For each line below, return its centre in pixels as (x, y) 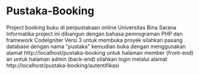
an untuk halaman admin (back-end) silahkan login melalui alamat (87, 59)
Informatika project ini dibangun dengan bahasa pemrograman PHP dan (95, 33)
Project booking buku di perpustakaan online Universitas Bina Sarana (91, 27)
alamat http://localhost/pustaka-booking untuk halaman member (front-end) (100, 52)
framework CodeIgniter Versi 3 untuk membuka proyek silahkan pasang (94, 40)
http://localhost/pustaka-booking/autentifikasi (63, 65)
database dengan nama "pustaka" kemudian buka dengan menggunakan (96, 46)
